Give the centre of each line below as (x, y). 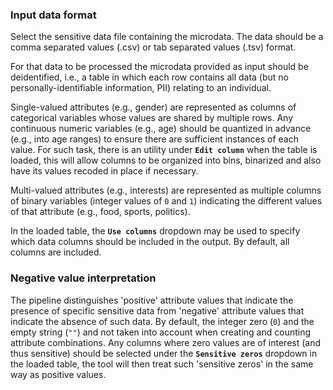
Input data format (53, 15)
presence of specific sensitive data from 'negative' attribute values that (157, 310)
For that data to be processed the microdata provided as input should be (159, 67)
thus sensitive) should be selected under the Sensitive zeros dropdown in (164, 353)
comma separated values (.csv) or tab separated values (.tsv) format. (153, 47)
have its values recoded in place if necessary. (104, 171)
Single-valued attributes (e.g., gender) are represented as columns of (153, 107)
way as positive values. (58, 374)
